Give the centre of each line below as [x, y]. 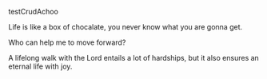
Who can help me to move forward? [67, 42]
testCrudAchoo [33, 12]
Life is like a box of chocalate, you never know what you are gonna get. [126, 27]
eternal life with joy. [40, 66]
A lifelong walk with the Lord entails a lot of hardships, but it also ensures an [134, 58]
